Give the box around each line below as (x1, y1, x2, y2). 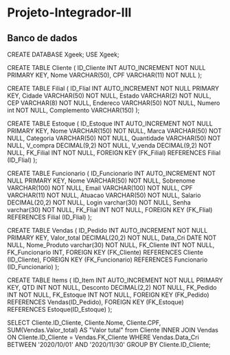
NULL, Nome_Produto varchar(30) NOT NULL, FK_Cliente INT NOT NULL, (7, 241, 215, 249)
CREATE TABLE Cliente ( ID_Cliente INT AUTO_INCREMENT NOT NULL (7, 64, 206, 71)
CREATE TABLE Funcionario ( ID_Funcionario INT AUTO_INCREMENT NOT (7, 170, 216, 177)
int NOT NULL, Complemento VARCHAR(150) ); (7, 106, 140, 114)
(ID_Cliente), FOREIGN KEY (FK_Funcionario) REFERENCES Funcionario (7, 255, 208, 264)
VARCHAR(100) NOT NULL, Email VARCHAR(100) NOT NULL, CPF (7, 184, 194, 192)
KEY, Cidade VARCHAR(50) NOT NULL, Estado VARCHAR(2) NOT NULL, (7, 91, 211, 100)
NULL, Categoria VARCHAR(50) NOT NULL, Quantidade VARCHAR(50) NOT (7, 134, 221, 142)
